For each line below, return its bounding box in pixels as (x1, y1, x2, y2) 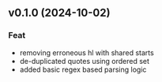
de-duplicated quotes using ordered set (19, 56, 150, 65)
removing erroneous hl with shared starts (19, 47, 154, 58)
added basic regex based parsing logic (19, 65, 147, 74)
